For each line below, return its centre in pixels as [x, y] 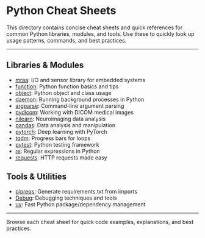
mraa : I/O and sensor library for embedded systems [80, 80]
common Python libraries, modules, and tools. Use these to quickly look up [100, 33]
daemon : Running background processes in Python [80, 99]
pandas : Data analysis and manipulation [65, 125]
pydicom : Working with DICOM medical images [74, 112]
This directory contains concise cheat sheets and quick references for [95, 27]
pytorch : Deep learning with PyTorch [61, 131]
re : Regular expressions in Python [57, 151]
